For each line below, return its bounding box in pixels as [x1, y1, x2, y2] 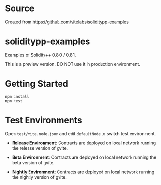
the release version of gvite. [12, 145, 68, 151]
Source [5, 3, 35, 14]
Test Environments [5, 115, 82, 125]
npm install [5, 94, 29, 99]
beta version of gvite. [12, 159, 55, 165]
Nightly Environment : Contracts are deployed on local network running [12, 169, 155, 175]
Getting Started [5, 78, 69, 90]
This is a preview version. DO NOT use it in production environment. [5, 61, 140, 67]
